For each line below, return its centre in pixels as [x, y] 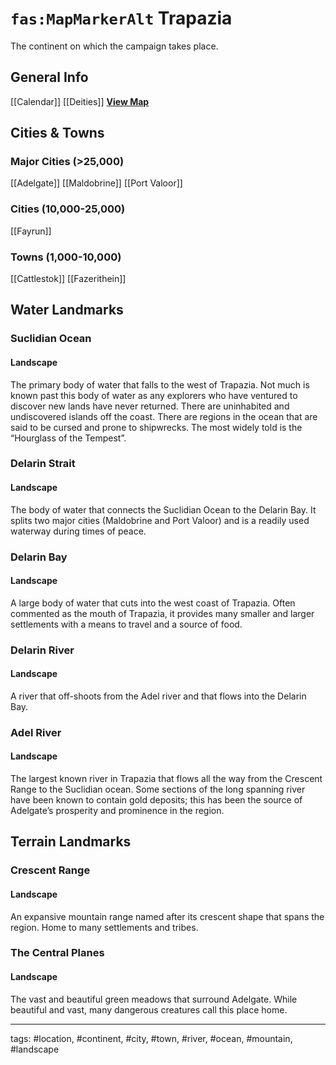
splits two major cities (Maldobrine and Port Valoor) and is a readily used [160, 520]
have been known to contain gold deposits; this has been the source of [156, 800]
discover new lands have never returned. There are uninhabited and [150, 406]
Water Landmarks [67, 310]
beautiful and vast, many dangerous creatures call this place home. [149, 1009]
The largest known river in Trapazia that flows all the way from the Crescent [166, 779]
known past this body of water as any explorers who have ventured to [154, 395]
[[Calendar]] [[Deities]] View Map [80, 101]
